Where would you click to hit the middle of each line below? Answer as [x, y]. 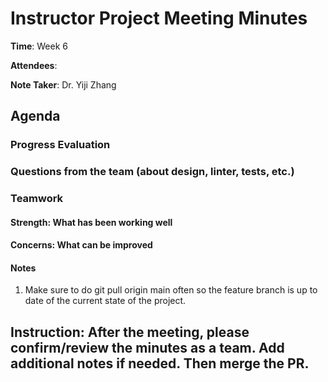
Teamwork [37, 199]
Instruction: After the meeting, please [130, 332]
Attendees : [34, 65]
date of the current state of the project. [105, 301]
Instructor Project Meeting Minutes [159, 18]
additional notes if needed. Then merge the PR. [160, 363]
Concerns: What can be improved [81, 245]
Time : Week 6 [39, 46]
